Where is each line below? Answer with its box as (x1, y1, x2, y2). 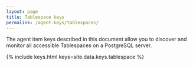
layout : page (6, 8, 38, 15)
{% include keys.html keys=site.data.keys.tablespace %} (6, 54, 145, 61)
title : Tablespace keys (6, 14, 65, 20)
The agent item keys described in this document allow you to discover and (6, 36, 187, 43)
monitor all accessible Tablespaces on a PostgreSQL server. (6, 42, 152, 49)
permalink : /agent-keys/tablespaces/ (6, 19, 99, 25)
